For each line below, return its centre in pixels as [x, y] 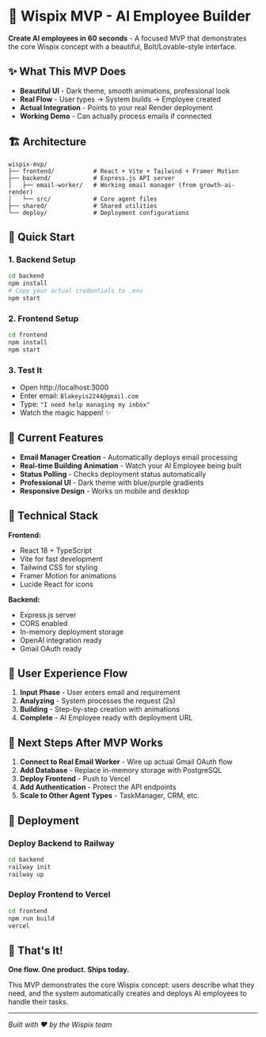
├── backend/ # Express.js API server [92, 178]
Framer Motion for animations [68, 575]
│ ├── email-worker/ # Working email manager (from [102, 185]
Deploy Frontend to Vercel [59, 894]
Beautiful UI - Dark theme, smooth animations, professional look [125, 90]
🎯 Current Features [56, 438]
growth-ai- [217, 185]
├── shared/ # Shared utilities [83, 205]
